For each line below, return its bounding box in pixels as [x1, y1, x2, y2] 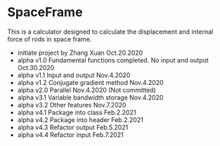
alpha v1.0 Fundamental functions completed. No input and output [17, 55, 209, 64]
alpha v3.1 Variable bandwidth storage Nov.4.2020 [17, 93, 164, 102]
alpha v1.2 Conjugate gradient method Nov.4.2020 [17, 78, 164, 86]
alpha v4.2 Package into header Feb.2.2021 [17, 115, 144, 124]
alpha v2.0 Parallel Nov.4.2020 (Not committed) [17, 86, 156, 94]
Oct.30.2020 [17, 63, 55, 72]
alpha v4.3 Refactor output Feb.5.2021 [17, 123, 129, 131]
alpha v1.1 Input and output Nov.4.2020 [17, 71, 131, 79]
